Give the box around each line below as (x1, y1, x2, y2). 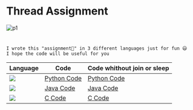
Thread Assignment (6, 4, 108, 18)
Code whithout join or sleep (87, 64, 169, 73)
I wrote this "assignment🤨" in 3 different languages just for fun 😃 (6, 45, 188, 52)
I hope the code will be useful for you (6, 51, 110, 57)
